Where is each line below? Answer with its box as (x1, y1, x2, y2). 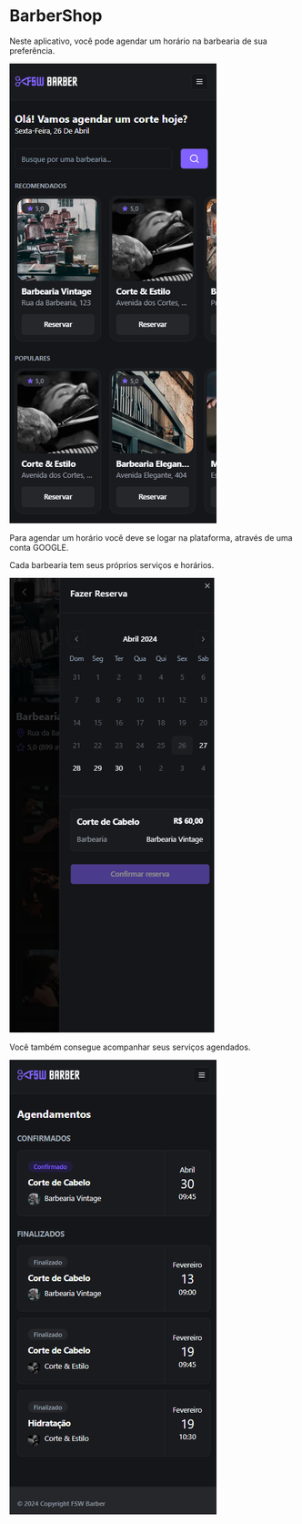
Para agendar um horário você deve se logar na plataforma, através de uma (9, 532, 293, 543)
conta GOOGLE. (9, 542, 69, 553)
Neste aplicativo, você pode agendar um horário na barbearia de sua (9, 36, 268, 46)
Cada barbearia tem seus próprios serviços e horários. (9, 559, 215, 570)
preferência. (9, 45, 55, 56)
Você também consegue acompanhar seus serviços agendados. (9, 1041, 251, 1052)
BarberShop (9, 5, 103, 26)
